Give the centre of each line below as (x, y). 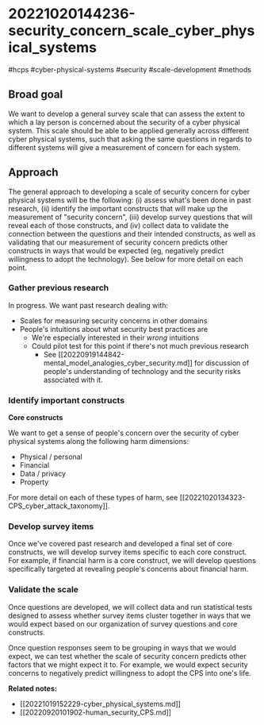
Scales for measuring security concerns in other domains (113, 320)
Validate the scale (44, 590)
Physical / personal (51, 457)
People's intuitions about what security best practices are (114, 329)
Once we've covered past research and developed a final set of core (120, 544)
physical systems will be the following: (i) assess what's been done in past (130, 200)
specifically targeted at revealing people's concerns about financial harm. (128, 569)
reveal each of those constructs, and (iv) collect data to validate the (119, 225)
